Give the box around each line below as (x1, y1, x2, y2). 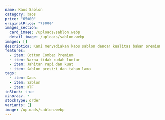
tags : (5, 71, 16, 76)
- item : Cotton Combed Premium (9, 52, 74, 58)
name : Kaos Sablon (5, 7, 43, 12)
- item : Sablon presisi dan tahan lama (9, 67, 91, 72)
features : (5, 48, 26, 53)
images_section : (5, 25, 38, 30)
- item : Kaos (9, 75, 36, 80)
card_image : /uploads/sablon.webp (9, 30, 80, 35)
